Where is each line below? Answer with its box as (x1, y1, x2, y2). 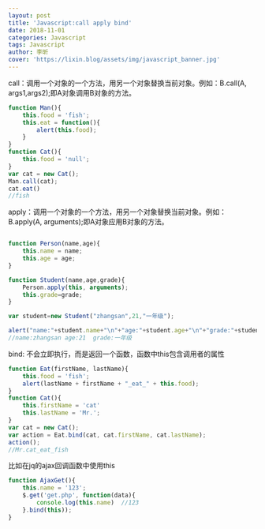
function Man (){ (8, 103, 62, 111)
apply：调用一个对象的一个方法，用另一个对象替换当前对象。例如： (8, 207, 227, 217)
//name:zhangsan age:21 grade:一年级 (8, 334, 132, 342)
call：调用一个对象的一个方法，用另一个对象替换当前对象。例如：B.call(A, (8, 78, 247, 88)
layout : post (8, 11, 51, 20)
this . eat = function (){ (22, 118, 101, 126)
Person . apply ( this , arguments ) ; (22, 283, 129, 291)
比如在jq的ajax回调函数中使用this (8, 461, 116, 471)
